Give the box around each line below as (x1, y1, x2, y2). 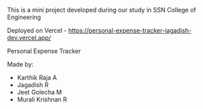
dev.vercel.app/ (7, 34, 51, 42)
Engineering (7, 13, 41, 21)
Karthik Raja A (16, 73, 57, 82)
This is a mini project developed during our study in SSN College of (7, 6, 197, 14)
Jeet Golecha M (16, 88, 62, 96)
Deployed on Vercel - (7, 27, 67, 34)
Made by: (7, 60, 34, 68)
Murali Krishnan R (16, 95, 67, 104)
